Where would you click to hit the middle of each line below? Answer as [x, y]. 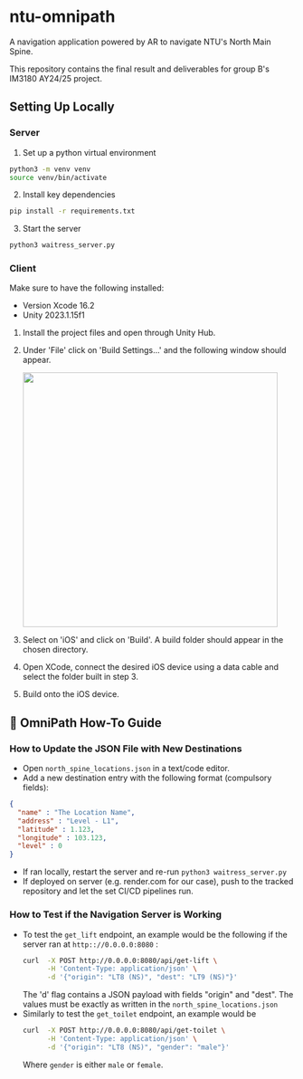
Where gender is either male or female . [93, 1065]
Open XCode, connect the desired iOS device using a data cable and [150, 667]
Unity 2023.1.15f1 [53, 315]
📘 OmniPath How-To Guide [86, 723]
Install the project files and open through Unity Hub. [119, 333]
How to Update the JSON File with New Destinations [126, 749]
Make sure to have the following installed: [87, 288]
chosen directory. [55, 650]
